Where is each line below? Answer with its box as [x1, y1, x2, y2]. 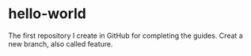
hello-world [8, 5, 87, 23]
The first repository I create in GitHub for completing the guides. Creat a [8, 31, 243, 40]
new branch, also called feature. [8, 39, 113, 48]
